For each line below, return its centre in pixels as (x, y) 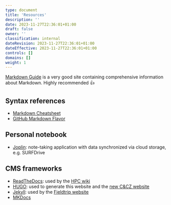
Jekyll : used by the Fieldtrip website (51, 192)
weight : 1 (16, 63)
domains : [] (18, 58)
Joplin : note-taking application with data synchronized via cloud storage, (89, 147)
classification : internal (33, 39)
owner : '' (16, 34)
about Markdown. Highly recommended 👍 (50, 83)
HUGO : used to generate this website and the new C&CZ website (81, 186)
